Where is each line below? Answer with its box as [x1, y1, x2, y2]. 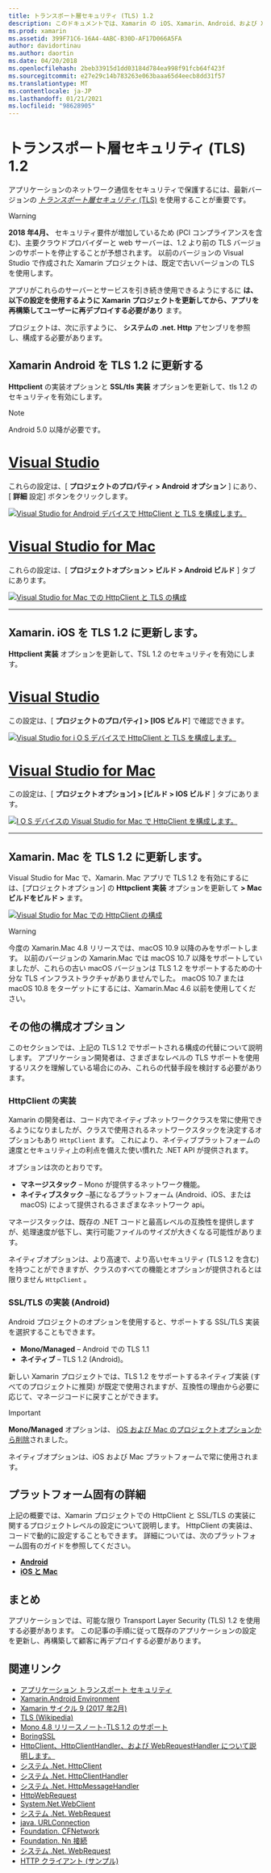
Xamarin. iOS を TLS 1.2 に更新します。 [8, 626, 204, 639]
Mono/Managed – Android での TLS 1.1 [19, 1344, 149, 1354]
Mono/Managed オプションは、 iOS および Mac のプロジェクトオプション [8, 1424, 255, 1434]
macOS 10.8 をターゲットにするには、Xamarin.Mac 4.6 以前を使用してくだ [8, 984, 256, 993]
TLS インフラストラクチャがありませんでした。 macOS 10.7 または [23, 973, 244, 983]
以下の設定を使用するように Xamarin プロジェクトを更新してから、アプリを [8, 296, 260, 306]
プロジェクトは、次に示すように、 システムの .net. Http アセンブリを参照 [8, 323, 251, 332]
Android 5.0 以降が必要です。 [8, 424, 105, 434]
